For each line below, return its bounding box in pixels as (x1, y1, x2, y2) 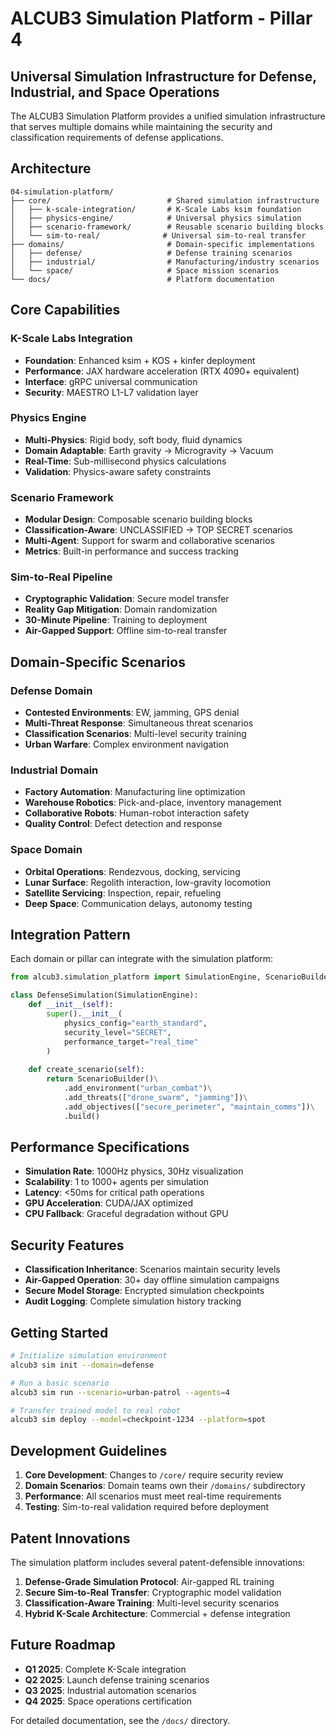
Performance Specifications (10, 1139, 190, 1156)
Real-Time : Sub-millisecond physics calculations (24, 455, 227, 467)
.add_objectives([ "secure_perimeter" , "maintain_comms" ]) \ (63, 1102, 315, 1112)
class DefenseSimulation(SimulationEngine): (10, 990, 199, 1001)
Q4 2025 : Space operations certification (24, 1695, 192, 1707)
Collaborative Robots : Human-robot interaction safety (24, 807, 250, 819)
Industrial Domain (10, 763, 99, 777)
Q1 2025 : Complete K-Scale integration (24, 1663, 187, 1675)
